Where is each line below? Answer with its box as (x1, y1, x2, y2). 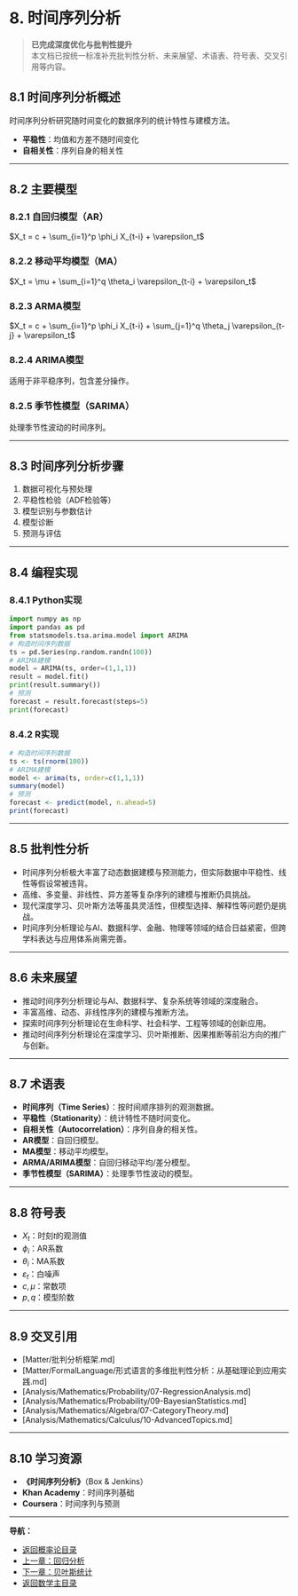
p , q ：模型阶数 (21, 1292, 75, 1303)
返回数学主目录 (21, 1577, 77, 1588)
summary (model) (9, 782, 66, 791)
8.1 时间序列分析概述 (9, 90, 122, 105)
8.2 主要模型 (9, 182, 78, 197)
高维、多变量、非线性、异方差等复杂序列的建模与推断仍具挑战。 (21, 889, 255, 899)
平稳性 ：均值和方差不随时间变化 (21, 134, 139, 145)
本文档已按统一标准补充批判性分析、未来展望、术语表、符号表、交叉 (30, 50, 280, 60)
